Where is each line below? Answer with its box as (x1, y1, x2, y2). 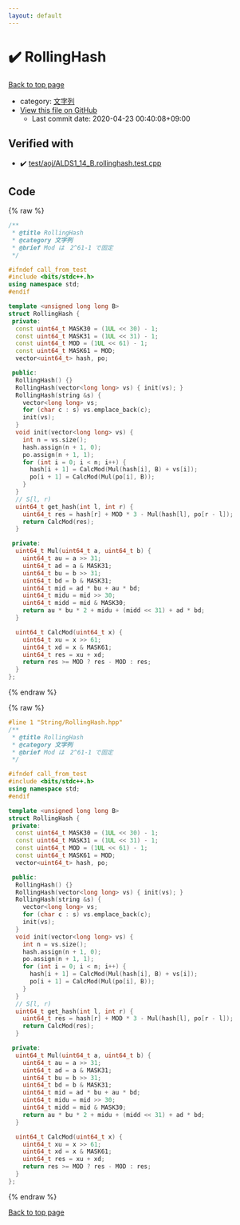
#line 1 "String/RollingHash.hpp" (8, 719, 124, 727)
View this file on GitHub (19, 105, 98, 114)
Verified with (8, 137, 74, 150)
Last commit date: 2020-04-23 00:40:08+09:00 (31, 114, 191, 123)
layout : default (8, 11, 62, 20)
